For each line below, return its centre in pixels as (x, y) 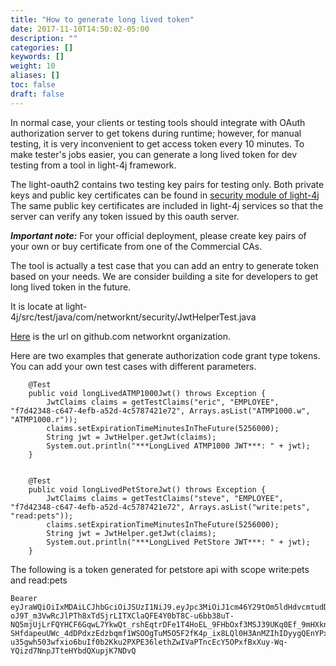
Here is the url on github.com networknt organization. (120, 336)
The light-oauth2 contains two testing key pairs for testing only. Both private (167, 184)
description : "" (44, 38)
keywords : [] (37, 57)
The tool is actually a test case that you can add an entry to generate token (164, 265)
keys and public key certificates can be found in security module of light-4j (165, 195)
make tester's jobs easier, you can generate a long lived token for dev (154, 154)
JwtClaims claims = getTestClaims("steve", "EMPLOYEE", (165, 498)
